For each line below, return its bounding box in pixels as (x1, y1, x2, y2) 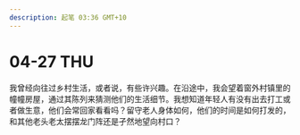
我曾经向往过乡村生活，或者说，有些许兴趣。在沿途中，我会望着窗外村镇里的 (9, 82, 291, 93)
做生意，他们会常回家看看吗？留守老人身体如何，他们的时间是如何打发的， (16, 105, 291, 115)
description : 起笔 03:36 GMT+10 (9, 13, 127, 22)
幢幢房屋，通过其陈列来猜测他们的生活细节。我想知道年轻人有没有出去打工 (9, 93, 283, 104)
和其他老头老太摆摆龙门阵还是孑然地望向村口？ (9, 115, 181, 126)
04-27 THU (9, 51, 94, 72)
